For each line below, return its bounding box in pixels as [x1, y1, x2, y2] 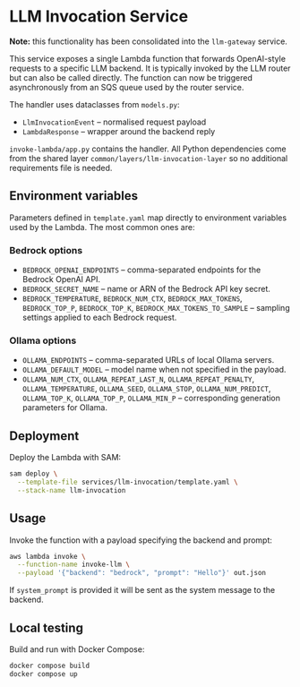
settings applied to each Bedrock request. [21, 312, 177, 323]
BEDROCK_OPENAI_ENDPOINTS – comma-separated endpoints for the [21, 264, 261, 275]
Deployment [9, 428, 80, 443]
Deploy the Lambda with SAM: [9, 452, 122, 463]
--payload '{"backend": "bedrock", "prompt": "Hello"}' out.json [17, 569, 267, 578]
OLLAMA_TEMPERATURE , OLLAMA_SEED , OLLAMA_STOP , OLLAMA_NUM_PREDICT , [21, 383, 271, 394]
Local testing [9, 620, 83, 635]
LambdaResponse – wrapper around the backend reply [21, 125, 216, 136]
